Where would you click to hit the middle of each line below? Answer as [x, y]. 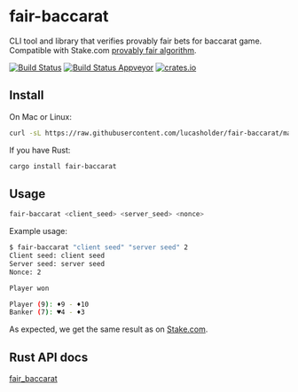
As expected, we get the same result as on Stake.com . [109, 329]
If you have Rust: [40, 150]
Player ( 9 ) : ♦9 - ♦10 [49, 304]
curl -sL [25, 133]
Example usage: [39, 231]
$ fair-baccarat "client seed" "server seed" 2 [99, 247]
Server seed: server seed [57, 263]
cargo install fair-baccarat [63, 166]
